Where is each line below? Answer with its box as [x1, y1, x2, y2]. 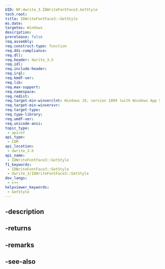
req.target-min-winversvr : [5, 103, 60, 108]
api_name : [5, 153, 26, 158]
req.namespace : [5, 89, 36, 94]
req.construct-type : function [5, 44, 67, 49]
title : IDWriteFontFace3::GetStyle [5, 16, 78, 21]
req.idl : [5, 62, 23, 67]
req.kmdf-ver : [5, 75, 34, 80]
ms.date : [5, 21, 23, 26]
